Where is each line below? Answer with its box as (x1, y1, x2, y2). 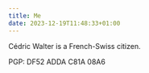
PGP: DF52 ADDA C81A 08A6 (8, 57, 106, 67)
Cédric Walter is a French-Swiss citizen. (8, 41, 141, 51)
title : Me (8, 11, 42, 20)
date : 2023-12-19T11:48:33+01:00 (8, 19, 121, 27)
